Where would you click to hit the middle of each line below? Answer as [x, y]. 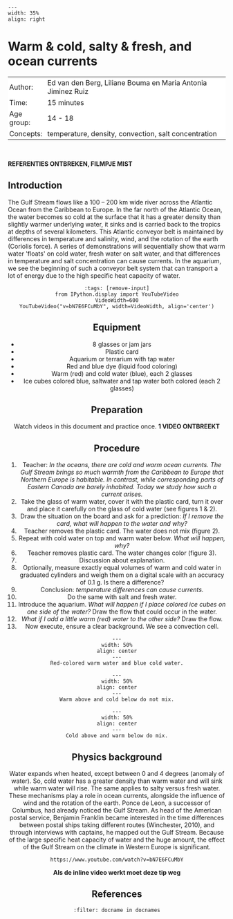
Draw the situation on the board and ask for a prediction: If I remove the [122, 516]
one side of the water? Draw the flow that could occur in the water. [122, 612]
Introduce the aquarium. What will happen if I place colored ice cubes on [122, 605]
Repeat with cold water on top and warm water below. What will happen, [122, 538]
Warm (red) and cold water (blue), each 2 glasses [122, 373]
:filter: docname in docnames [117, 910]
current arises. [122, 494]
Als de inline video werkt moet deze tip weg [117, 872]
